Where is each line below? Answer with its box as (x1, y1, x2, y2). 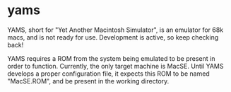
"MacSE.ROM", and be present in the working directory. (7, 76, 170, 85)
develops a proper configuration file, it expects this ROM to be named (7, 69, 210, 78)
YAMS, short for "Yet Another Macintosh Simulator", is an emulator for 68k (7, 25, 224, 34)
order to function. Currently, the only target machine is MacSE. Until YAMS (7, 62, 224, 70)
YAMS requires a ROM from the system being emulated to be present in (7, 54, 215, 62)
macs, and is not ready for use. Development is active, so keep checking (7, 33, 219, 41)
